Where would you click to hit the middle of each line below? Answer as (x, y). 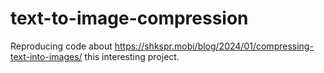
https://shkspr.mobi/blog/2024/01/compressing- (214, 46)
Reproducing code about (61, 46)
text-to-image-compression (129, 18)
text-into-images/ (46, 56)
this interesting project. (132, 56)
